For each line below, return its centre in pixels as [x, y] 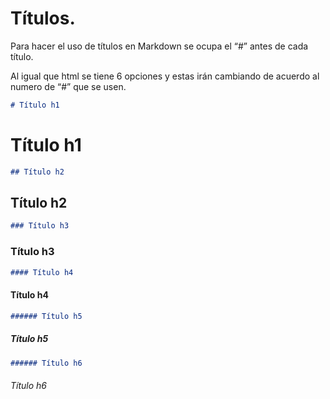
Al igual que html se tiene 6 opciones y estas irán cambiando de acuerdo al [165, 76]
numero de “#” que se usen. [68, 86]
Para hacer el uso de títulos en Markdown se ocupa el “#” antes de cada [159, 46]
